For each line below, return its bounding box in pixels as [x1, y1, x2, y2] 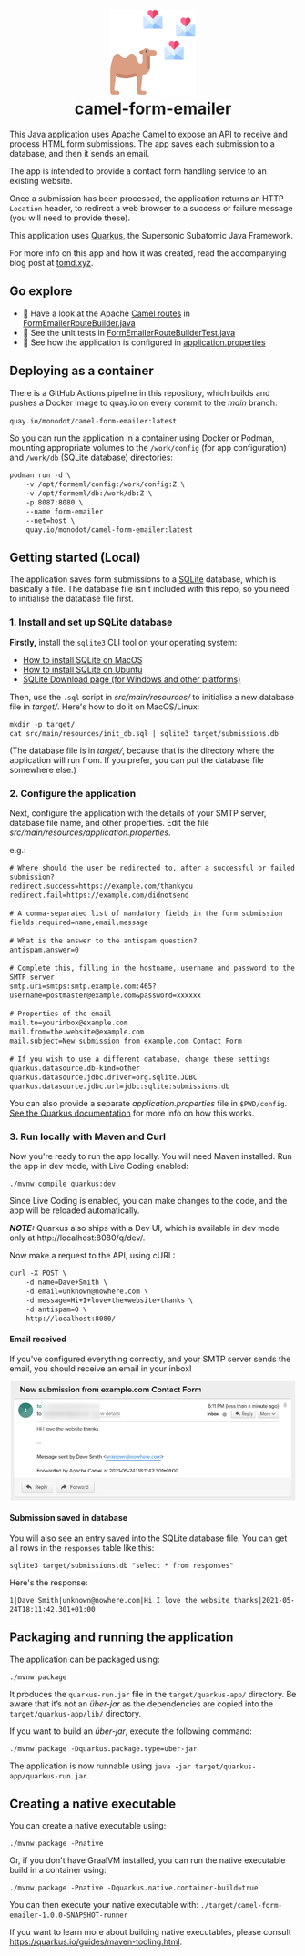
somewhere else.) [9, 764, 77, 775]
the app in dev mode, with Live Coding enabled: [9, 1161, 189, 1172]
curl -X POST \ [9, 1268, 67, 1279]
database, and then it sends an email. [9, 148, 150, 158]
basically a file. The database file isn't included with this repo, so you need [9, 584, 290, 595]
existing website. [9, 175, 73, 186]
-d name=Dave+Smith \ [25, 1278, 107, 1288]
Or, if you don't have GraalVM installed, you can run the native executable [9, 1855, 286, 1866]
